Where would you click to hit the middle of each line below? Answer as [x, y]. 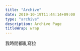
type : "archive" [22, 19]
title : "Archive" [23, 10]
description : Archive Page [33, 24]
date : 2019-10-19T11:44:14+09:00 [40, 14]
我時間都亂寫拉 [21, 43]
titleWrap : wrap [22, 28]
